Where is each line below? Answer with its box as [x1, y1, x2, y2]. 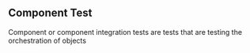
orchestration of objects [8, 36, 87, 45]
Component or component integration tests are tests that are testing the [8, 27, 243, 36]
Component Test [8, 6, 93, 20]
